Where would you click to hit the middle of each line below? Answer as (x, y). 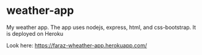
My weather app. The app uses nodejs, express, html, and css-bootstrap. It (101, 27)
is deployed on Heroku (35, 33)
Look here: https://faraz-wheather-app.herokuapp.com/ (77, 45)
